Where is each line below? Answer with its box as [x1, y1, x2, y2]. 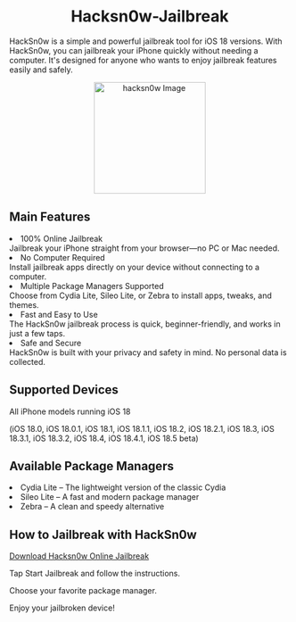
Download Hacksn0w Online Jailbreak [9, 551, 150, 561]
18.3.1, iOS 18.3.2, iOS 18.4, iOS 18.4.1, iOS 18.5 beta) [9, 433, 199, 444]
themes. [9, 299, 39, 310]
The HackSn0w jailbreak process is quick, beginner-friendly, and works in [9, 319, 281, 329]
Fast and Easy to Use [21, 309, 98, 319]
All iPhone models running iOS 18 [9, 406, 131, 417]
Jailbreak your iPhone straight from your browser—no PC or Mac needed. [9, 243, 280, 253]
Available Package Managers [9, 458, 174, 474]
